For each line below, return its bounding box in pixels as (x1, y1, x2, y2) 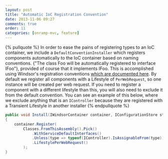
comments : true (5, 21, 37, 26)
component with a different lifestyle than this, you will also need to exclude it (5, 87, 163, 92)
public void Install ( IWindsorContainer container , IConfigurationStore (5, 112, 157, 117)
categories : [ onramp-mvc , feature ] (5, 30, 79, 35)
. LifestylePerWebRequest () (31, 140, 88, 145)
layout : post (5, 7, 32, 12)
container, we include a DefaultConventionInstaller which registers (5, 49, 145, 55)
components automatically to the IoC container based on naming (5, 55, 138, 60)
